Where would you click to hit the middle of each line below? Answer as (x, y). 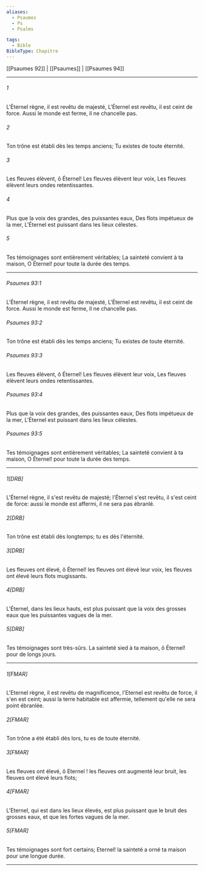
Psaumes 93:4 (25, 394)
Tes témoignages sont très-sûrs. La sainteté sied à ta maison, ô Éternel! (96, 647)
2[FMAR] (18, 719)
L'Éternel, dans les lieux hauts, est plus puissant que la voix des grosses (96, 608)
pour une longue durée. (36, 856)
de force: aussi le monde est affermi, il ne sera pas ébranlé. (80, 504)
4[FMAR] (18, 791)
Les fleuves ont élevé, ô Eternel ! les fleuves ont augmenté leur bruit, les (97, 771)
